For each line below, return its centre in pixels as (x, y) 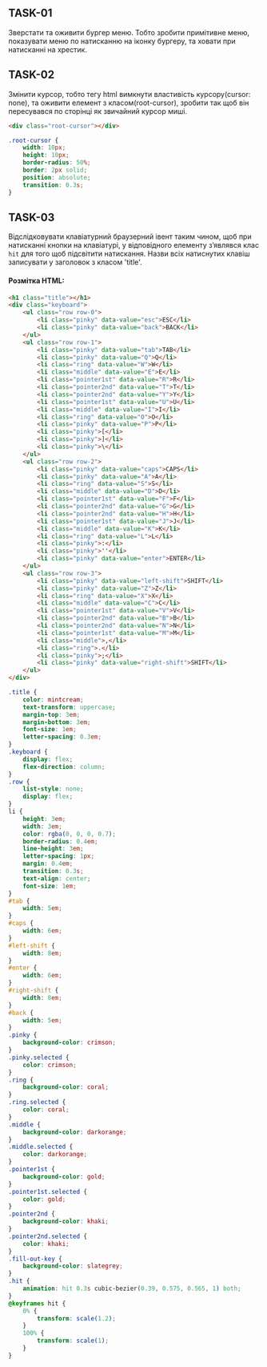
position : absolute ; (57, 177)
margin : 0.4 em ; (48, 864)
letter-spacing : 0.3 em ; (62, 737)
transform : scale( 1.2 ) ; (76, 1318)
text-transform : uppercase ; (69, 707)
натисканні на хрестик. (48, 49)
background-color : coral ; (66, 1087)
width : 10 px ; (44, 148)
